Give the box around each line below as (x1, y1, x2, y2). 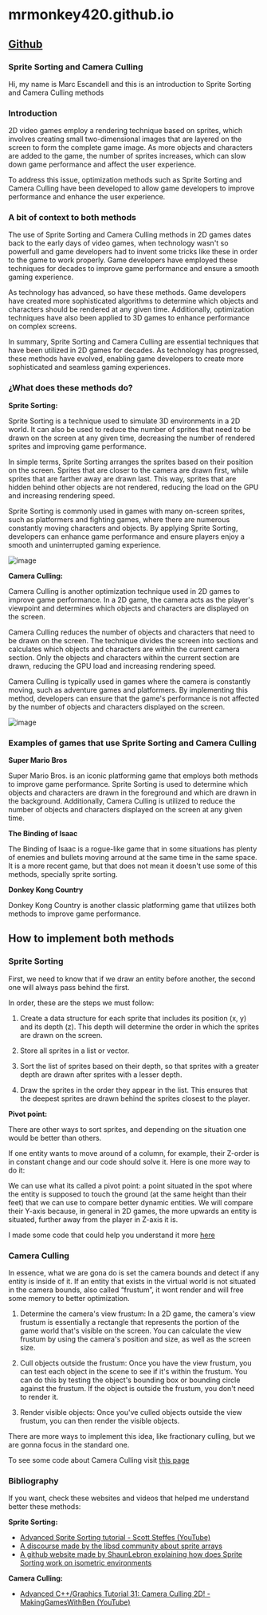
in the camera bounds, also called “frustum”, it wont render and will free (8, 1285, 245, 1295)
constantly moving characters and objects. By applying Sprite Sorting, (8, 523, 238, 532)
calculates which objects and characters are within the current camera (8, 644, 241, 654)
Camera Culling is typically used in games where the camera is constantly (8, 676, 251, 686)
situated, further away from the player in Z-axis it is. (8, 1214, 179, 1224)
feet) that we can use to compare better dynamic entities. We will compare (8, 1197, 253, 1207)
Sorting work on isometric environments (19, 1558, 152, 1568)
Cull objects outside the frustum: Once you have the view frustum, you (19, 1358, 252, 1368)
